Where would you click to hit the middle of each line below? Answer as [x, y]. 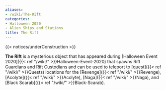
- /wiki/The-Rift [23, 14]
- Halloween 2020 [23, 23]
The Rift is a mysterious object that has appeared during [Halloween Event [82, 56]
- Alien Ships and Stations [34, 28]
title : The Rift [22, 33]
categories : [17, 19]
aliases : [14, 10]
